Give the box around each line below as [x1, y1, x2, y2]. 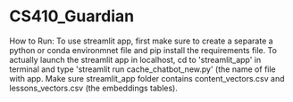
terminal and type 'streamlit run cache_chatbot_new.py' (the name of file [9, 64, 277, 75]
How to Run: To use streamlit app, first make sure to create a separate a [9, 35, 274, 46]
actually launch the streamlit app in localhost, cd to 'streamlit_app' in [9, 54, 262, 65]
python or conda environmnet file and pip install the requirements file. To [9, 44, 277, 55]
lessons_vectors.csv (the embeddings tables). [9, 82, 179, 93]
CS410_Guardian [9, 6, 135, 27]
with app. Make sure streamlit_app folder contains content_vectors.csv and [9, 73, 285, 83]
